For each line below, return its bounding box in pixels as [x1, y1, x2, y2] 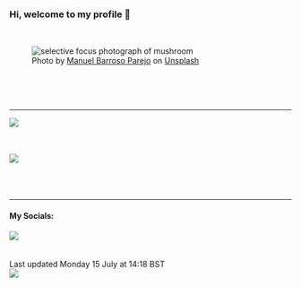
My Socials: [9, 210, 55, 221]
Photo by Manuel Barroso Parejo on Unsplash [31, 56, 200, 66]
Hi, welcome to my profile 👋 [9, 8, 132, 21]
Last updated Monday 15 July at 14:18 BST [9, 258, 166, 269]
